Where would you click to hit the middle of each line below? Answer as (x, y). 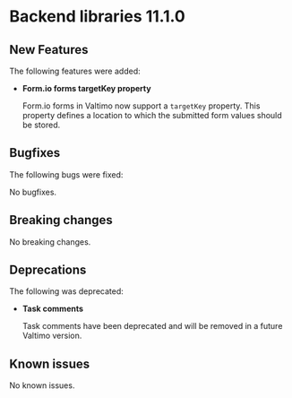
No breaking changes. (50, 242)
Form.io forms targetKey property (86, 88)
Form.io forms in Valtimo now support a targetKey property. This (141, 106)
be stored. (41, 125)
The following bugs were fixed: (66, 174)
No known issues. (42, 385)
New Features (49, 50)
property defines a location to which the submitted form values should (152, 115)
